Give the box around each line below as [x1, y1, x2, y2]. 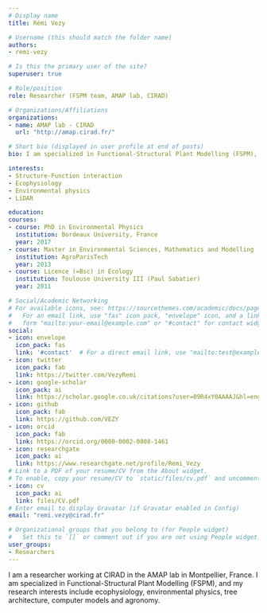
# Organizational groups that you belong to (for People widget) [8, 526, 229, 534]
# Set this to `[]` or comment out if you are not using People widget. [8, 533, 261, 541]
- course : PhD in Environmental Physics [8, 224, 145, 232]
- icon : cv [8, 482, 44, 490]
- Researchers [8, 548, 56, 556]
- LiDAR [8, 194, 34, 202]
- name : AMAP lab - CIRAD [8, 121, 94, 129]
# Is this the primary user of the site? [8, 63, 148, 71]
